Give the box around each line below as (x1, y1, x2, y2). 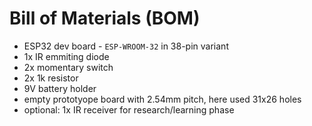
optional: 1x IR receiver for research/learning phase (23, 103, 235, 116)
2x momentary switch (23, 61, 114, 73)
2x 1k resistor (23, 72, 79, 84)
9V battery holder (23, 82, 97, 94)
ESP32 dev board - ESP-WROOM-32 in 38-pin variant (23, 40, 229, 52)
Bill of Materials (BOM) (9, 7, 201, 30)
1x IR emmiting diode (23, 50, 110, 62)
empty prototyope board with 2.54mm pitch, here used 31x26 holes (23, 93, 302, 105)
